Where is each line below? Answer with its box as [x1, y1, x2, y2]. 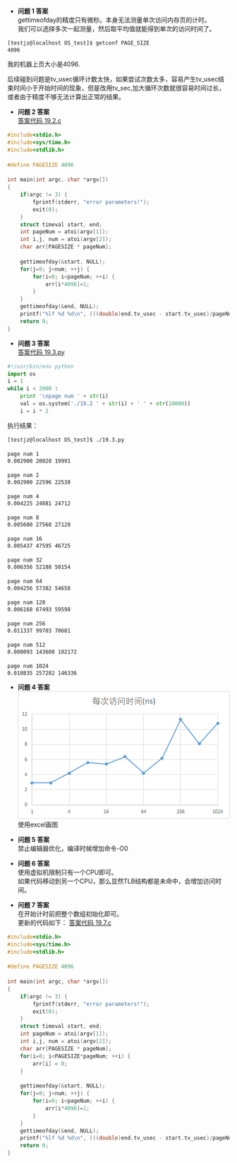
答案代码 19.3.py [17, 348, 65, 356]
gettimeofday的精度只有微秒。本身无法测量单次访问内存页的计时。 [17, 16, 211, 24]
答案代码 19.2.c [17, 117, 62, 124]
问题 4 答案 [17, 682, 50, 691]
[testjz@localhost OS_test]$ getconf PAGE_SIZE [7, 40, 150, 47]
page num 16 [7, 535, 42, 542]
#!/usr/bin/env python [7, 363, 74, 370]
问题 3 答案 [17, 339, 50, 347]
